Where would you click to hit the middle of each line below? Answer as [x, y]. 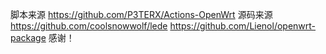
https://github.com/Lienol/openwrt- [243, 26]
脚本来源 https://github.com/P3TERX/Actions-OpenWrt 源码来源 [141, 14]
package [28, 37]
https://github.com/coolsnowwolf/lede [89, 26]
